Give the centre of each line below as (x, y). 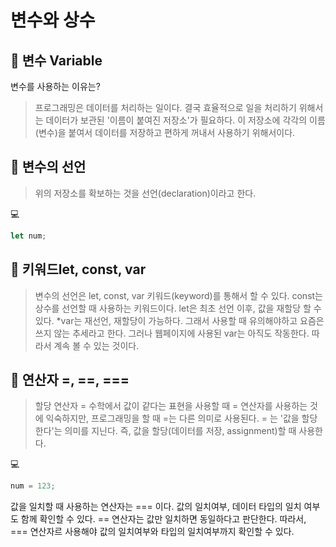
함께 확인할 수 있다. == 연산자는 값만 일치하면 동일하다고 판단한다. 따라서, (163, 519)
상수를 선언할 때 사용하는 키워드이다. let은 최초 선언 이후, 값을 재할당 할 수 (178, 308)
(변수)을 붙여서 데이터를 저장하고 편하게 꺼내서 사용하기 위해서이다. (165, 132)
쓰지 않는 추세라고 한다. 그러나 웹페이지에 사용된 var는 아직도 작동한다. (172, 333)
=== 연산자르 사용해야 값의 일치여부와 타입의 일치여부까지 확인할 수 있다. (152, 532)
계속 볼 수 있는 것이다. (96, 345)
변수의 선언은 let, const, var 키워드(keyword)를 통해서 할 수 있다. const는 (178, 295)
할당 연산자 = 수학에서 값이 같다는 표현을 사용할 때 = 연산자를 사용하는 (171, 406)
